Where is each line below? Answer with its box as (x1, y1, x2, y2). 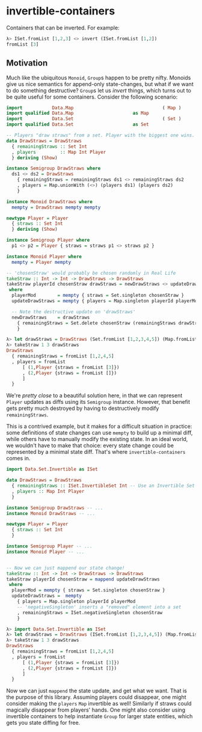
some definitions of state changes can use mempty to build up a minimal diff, (6, 429, 193, 436)
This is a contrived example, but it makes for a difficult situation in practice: (6, 422, 192, 430)
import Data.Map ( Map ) (6, 105, 182, 111)
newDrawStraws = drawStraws (11, 314, 90, 320)
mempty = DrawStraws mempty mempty (11, 204, 101, 210)
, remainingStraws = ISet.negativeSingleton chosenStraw (17, 609, 163, 615)
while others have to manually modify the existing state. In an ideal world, (6, 436, 188, 443)
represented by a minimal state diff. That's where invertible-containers (6, 448, 186, 456)
